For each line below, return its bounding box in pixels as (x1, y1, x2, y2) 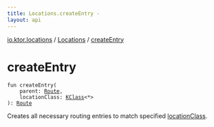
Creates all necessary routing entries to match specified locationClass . (7, 112, 208, 120)
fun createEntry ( (7, 82, 57, 89)
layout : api (7, 16, 41, 23)
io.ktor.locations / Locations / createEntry (7, 35, 125, 43)
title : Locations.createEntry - (7, 10, 100, 17)
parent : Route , (19, 88, 63, 95)
